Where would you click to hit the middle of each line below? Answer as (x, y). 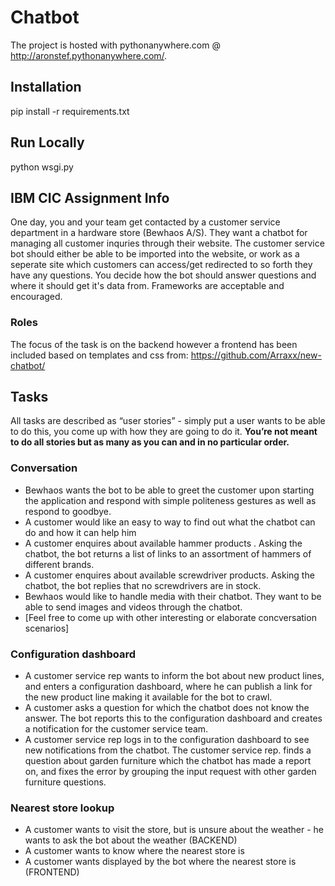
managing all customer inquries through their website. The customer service (167, 243)
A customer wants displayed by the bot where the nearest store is (160, 862)
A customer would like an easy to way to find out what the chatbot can (170, 522)
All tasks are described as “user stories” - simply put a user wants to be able (168, 421)
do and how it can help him (80, 532)
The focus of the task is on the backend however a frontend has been (154, 344)
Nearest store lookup (62, 808)
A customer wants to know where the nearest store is (134, 851)
